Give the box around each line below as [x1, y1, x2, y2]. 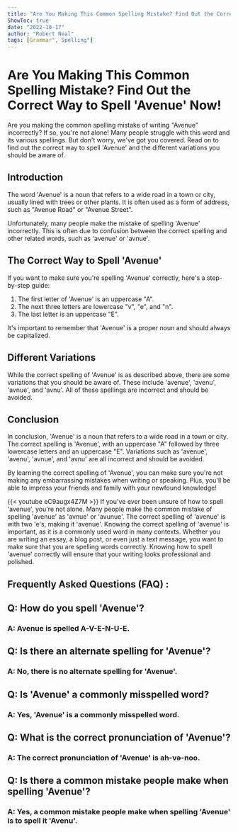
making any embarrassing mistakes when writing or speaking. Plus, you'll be [7, 476, 231, 485]
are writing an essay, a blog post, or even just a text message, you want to [7, 535, 224, 544]
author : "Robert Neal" [7, 30, 74, 38]
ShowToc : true [7, 17, 50, 24]
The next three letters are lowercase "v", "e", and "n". [17, 302, 174, 310]
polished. [7, 558, 35, 566]
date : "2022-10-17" [7, 23, 65, 30]
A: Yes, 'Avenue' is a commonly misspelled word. [7, 709, 180, 719]
